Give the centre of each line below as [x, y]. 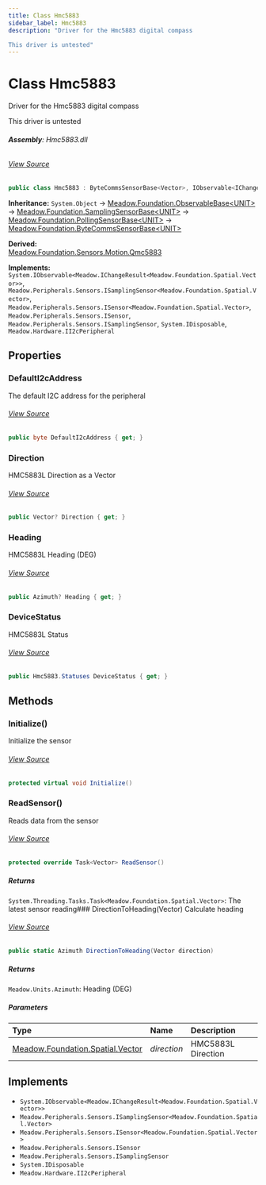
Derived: [23, 244]
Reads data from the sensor [53, 820]
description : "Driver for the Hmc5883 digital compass [101, 30]
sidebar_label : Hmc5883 [47, 23]
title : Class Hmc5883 [44, 15]
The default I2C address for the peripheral [77, 396]
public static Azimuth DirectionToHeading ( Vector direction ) [111, 951]
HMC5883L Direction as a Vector [62, 475]
